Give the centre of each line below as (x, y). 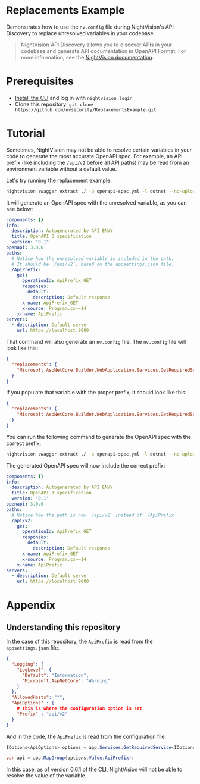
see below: (20, 209)
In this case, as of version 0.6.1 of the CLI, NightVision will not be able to (94, 769)
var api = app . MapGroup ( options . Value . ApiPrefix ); (70, 758)
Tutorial (26, 134)
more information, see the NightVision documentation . (87, 57)
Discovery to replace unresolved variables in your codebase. (81, 33)
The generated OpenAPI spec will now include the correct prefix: (86, 465)
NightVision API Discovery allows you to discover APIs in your (96, 45)
